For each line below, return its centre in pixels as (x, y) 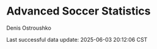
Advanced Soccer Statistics (78, 11)
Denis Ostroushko (29, 28)
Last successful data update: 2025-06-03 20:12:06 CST (77, 39)
